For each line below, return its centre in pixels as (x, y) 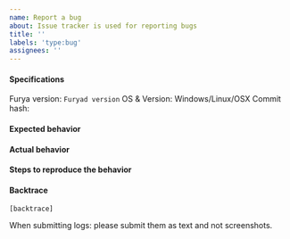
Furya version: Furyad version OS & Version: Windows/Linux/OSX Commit (145, 99)
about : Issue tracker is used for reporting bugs (104, 26)
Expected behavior (45, 128)
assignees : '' (36, 51)
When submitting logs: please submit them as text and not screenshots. (141, 226)
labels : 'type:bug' (46, 42)
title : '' (28, 34)
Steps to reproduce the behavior (70, 169)
